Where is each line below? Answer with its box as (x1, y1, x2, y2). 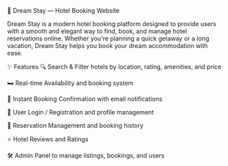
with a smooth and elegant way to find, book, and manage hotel (7, 27, 187, 35)
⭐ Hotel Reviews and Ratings (7, 135, 89, 143)
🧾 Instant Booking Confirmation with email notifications (7, 95, 163, 103)
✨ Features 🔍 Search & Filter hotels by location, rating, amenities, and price (7, 62, 222, 71)
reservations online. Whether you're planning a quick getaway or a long (7, 34, 209, 43)
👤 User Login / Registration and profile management (7, 108, 155, 116)
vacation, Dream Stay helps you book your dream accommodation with (7, 42, 208, 49)
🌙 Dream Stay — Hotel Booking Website (7, 7, 120, 14)
